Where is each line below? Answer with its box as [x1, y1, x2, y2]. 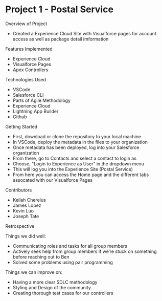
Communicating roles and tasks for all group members [12, 243, 128, 249]
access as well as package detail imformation [12, 36, 109, 42]
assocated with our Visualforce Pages [12, 177, 93, 183]
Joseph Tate [12, 213, 39, 219]
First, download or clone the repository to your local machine [12, 133, 142, 139]
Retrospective [5, 223, 35, 229]
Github [12, 114, 27, 120]
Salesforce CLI [12, 92, 44, 98]
